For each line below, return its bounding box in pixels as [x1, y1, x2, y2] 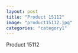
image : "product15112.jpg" [6, 19, 73, 25]
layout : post [6, 8, 38, 15]
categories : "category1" [6, 25, 67, 31]
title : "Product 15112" [6, 14, 65, 20]
